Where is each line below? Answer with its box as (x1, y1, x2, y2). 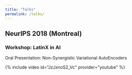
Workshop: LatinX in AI (5, 44, 61, 51)
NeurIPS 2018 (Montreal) (5, 30, 82, 38)
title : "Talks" (5, 7, 36, 12)
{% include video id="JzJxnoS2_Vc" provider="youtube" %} (5, 64, 126, 70)
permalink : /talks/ (5, 12, 45, 16)
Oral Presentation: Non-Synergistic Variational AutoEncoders (5, 55, 128, 61)
